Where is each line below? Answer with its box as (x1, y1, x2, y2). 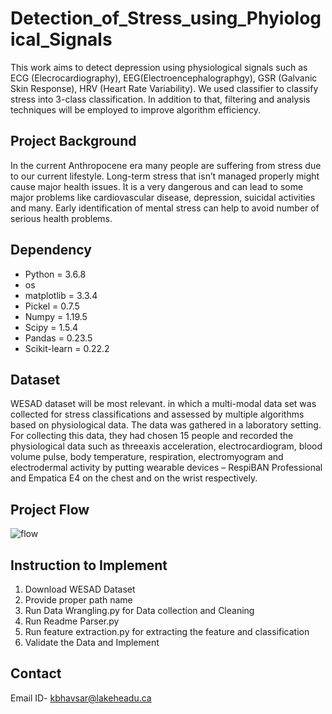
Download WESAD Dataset (24, 583, 136, 595)
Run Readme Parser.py (24, 615, 120, 627)
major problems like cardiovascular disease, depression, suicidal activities (10, 191, 316, 203)
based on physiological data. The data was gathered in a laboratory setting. (10, 419, 322, 431)
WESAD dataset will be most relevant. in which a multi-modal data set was (10, 398, 317, 410)
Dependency (10, 242, 92, 259)
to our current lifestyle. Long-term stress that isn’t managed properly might (10, 170, 320, 182)
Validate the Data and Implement (24, 637, 160, 648)
